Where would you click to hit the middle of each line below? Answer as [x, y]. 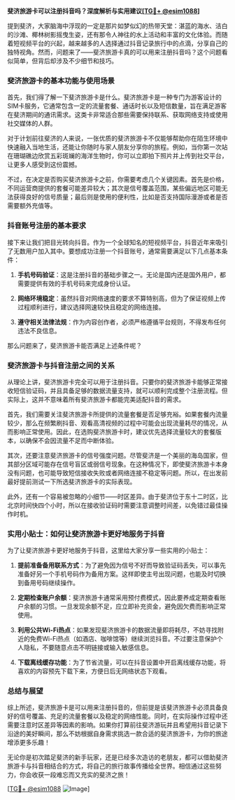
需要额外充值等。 [32, 206]
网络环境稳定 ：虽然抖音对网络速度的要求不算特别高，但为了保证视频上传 [121, 298]
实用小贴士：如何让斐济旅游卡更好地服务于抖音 [86, 533]
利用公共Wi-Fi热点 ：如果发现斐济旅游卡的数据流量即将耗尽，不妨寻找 [117, 630]
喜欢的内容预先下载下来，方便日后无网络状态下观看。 [94, 671]
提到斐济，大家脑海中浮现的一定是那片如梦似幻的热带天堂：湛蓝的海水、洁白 [117, 26]
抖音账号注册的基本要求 [47, 225]
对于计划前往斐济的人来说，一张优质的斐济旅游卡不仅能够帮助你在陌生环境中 [117, 139]
